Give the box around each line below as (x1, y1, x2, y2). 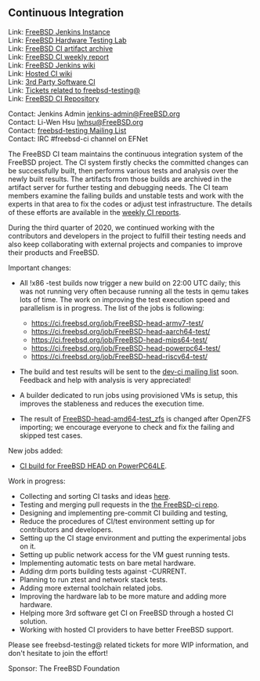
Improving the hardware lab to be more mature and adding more (19, 592, 227, 601)
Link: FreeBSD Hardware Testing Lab (8, 35, 127, 45)
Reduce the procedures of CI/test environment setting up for (19, 516, 215, 526)
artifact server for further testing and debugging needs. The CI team (8, 182, 229, 191)
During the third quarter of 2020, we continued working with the (8, 223, 215, 232)
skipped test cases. (19, 431, 83, 440)
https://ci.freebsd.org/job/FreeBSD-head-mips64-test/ (31, 335, 208, 344)
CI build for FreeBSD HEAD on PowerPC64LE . (19, 461, 167, 470)
